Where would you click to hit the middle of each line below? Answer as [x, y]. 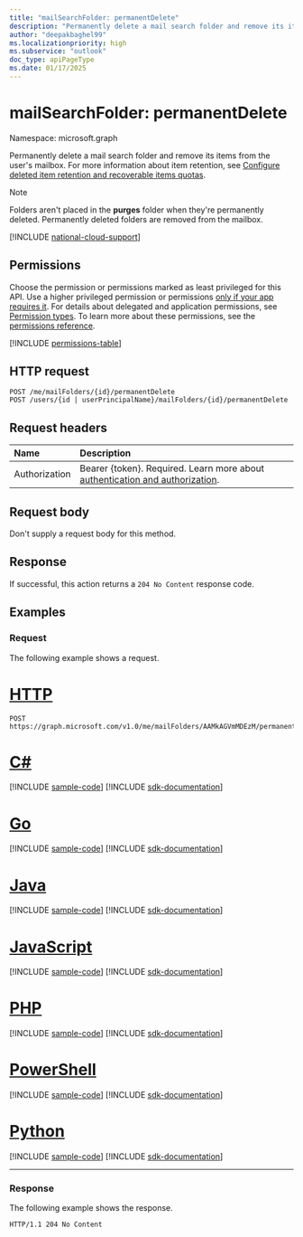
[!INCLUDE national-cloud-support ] [75, 237]
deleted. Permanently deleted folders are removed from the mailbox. [136, 219]
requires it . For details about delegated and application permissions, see [143, 306]
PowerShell [53, 1070]
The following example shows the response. [91, 1208]
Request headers [59, 427]
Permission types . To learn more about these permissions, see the [132, 316]
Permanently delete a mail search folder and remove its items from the [140, 156]
